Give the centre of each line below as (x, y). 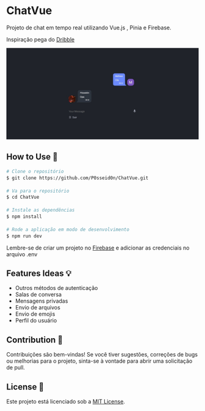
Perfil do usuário (36, 320)
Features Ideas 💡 (39, 273)
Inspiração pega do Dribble (41, 39)
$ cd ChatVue (23, 197)
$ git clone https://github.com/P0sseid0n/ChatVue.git (77, 178)
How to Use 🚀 (32, 157)
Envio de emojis (35, 314)
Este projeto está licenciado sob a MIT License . (66, 402)
